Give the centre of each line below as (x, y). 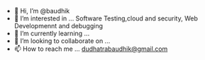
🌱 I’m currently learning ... (52, 33)
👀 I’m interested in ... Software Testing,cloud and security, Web (106, 18)
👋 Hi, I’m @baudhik (42, 11)
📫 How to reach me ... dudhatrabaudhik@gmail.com (91, 49)
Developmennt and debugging (59, 26)
